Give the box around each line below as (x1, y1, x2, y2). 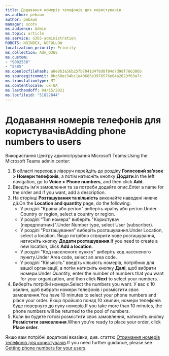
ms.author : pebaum (5, 12, 44, 17)
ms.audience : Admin (5, 26, 47, 31)
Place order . (12, 325, 39, 331)
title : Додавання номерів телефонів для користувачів (5, 7, 122, 13)
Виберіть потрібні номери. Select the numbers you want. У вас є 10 (12, 281, 155, 287)
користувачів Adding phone (5, 125, 126, 137)
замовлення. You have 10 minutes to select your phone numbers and (12, 292, 156, 298)
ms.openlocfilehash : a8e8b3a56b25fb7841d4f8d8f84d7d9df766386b (5, 69, 142, 74)
